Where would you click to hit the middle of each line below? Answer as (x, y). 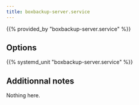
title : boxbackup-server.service (48, 12)
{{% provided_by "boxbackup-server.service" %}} (69, 29)
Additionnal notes (40, 81)
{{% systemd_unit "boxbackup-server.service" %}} (70, 62)
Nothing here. (23, 95)
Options (22, 48)
